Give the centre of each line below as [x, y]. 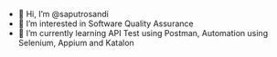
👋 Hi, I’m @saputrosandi [64, 14]
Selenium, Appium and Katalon [76, 43]
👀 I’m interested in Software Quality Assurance [106, 24]
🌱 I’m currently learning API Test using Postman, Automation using [143, 33]
